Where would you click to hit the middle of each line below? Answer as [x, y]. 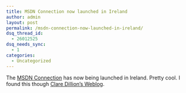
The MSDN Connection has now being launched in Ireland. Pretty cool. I [93, 78]
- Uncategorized [31, 61]
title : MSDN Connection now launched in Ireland [67, 11]
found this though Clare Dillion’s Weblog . [55, 84]
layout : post [22, 22]
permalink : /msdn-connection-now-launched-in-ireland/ [75, 28]
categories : [21, 55]
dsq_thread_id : [25, 34]
